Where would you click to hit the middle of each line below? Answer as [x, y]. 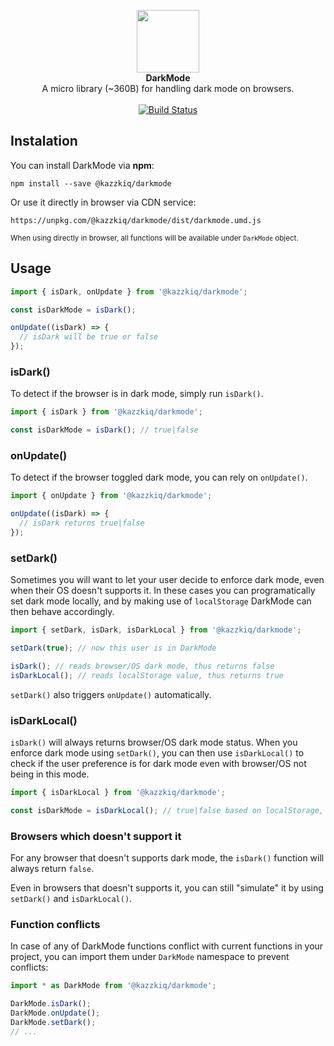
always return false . [52, 868]
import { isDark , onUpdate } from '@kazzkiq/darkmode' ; [129, 291]
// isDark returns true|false [82, 523]
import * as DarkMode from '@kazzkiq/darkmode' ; [113, 986]
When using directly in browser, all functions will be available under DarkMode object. [154, 238]
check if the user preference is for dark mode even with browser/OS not [158, 763]
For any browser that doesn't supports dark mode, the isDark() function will [167, 857]
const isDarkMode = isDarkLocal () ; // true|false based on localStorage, [167, 810]
